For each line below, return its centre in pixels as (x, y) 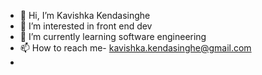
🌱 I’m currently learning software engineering (113, 36)
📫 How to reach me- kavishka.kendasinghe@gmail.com (135, 48)
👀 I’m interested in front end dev (86, 26)
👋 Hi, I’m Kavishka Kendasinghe (85, 15)
